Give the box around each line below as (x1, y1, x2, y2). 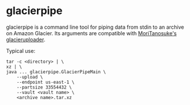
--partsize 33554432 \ (16, 84, 72, 90)
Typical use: (6, 47, 36, 54)
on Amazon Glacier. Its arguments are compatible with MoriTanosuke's (6, 29, 177, 36)
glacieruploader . (6, 36, 46, 43)
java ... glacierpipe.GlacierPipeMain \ (6, 69, 107, 74)
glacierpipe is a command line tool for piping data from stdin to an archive (6, 23, 185, 31)
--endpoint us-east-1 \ (16, 79, 75, 85)
